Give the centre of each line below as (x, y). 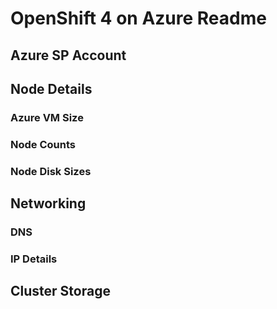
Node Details (51, 88)
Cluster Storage (60, 291)
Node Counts (43, 144)
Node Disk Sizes (51, 171)
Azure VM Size (47, 117)
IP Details (34, 259)
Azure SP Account (68, 55)
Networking (48, 203)
